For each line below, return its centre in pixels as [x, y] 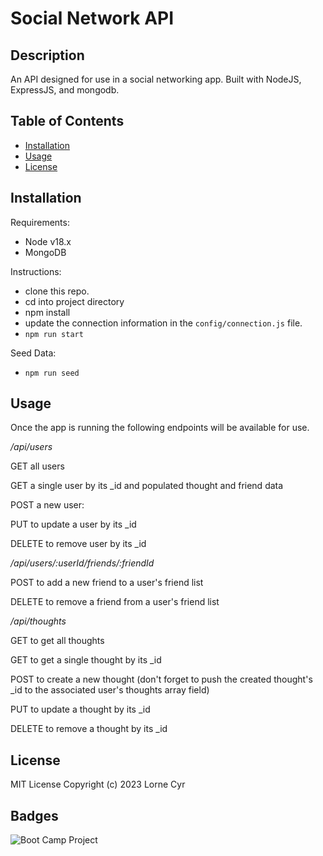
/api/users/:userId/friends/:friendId [82, 563]
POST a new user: [47, 505]
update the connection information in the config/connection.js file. [163, 323]
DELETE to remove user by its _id [78, 544]
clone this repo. [57, 291]
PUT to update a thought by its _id [80, 709]
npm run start [54, 334]
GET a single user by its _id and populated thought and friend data [147, 486]
